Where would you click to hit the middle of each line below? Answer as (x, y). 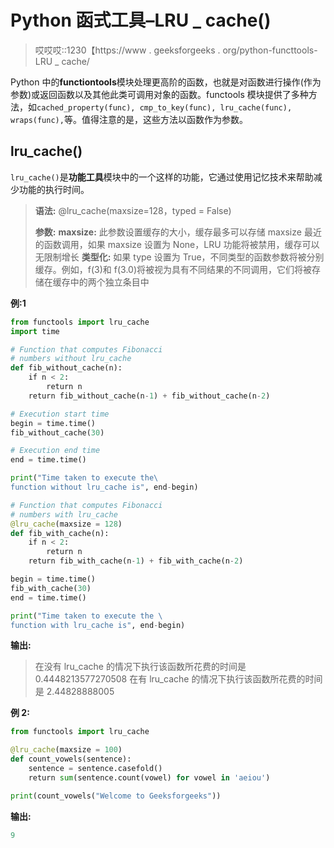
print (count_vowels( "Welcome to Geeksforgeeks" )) (116, 796)
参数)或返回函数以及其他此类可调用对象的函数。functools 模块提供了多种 (159, 94)
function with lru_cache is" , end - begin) (98, 625)
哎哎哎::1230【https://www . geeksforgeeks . (127, 50)
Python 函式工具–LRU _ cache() (141, 20)
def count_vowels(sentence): (71, 759)
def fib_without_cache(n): (66, 368)
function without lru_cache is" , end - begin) (104, 487)
